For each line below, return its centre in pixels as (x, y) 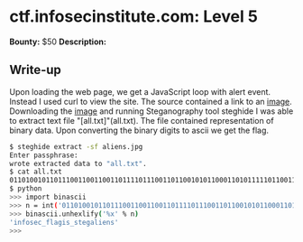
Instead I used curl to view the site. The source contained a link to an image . (151, 101)
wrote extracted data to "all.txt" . (78, 163)
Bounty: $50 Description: (58, 42)
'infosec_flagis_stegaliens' (64, 222)
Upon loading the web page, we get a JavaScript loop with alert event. (140, 91)
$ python (26, 189)
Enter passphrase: (44, 155)
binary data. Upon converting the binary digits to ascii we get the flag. (139, 130)
